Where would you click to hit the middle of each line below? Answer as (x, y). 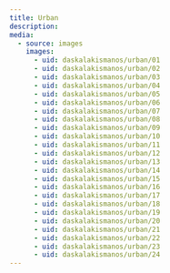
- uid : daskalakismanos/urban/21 (97, 229)
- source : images (50, 43)
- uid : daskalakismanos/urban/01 (97, 60)
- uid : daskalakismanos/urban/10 (97, 136)
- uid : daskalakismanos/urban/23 (97, 247)
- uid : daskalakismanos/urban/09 (97, 128)
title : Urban (34, 18)
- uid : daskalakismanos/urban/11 (97, 145)
